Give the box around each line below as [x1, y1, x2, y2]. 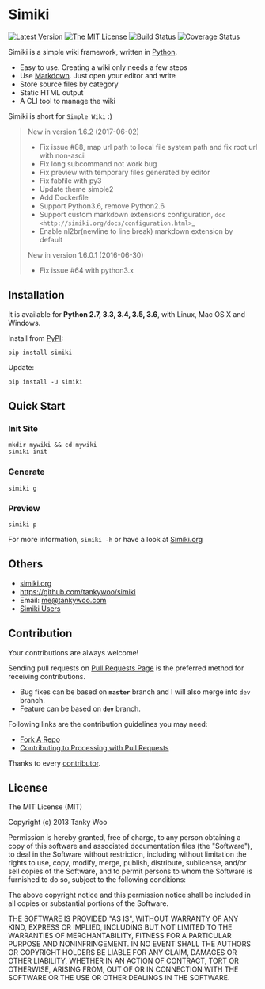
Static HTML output [19, 87, 84, 97]
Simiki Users [19, 604, 61, 613]
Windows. [8, 318, 41, 327]
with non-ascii [39, 151, 86, 160]
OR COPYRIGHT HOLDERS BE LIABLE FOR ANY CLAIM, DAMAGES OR [8, 948, 237, 957]
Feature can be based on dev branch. [19, 704, 141, 713]
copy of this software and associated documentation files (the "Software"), [8, 842, 253, 851]
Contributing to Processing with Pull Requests [19, 743, 169, 752]
